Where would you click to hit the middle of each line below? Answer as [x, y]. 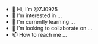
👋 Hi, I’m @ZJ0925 [35, 9]
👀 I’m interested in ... [37, 15]
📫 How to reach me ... [39, 35]
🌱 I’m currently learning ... [43, 22]
